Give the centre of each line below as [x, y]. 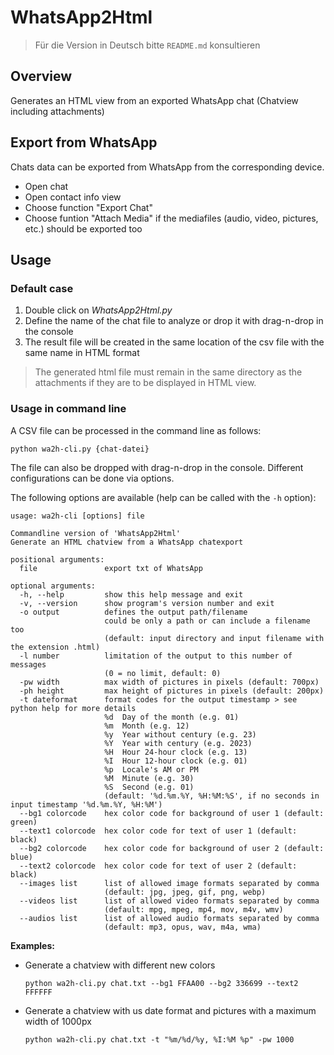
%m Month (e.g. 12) [147, 726]
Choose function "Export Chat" [88, 207]
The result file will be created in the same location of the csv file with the [174, 342]
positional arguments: [57, 559]
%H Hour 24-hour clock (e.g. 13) [176, 752]
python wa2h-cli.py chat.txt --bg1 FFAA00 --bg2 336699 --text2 [161, 983]
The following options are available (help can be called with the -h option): [163, 497]
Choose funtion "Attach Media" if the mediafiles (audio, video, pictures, [171, 218]
